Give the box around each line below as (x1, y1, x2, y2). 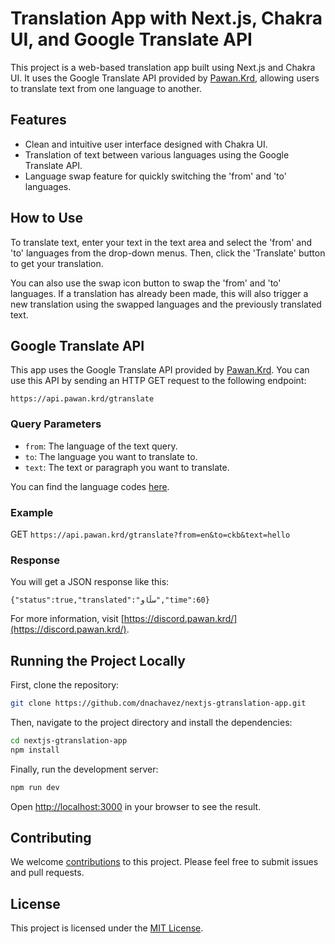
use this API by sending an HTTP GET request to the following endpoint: (10, 375, 307, 387)
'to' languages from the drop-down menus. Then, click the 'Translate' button (10, 247, 326, 259)
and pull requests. (10, 867, 85, 879)
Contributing (10, 829, 92, 846)
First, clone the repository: (10, 679, 120, 691)
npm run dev (10, 782, 60, 792)
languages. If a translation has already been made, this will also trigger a (10, 287, 309, 299)
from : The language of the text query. (24, 440, 178, 452)
